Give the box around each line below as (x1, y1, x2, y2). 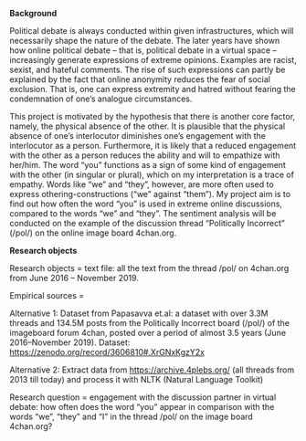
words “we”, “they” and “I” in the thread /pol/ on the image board (9, 411, 253, 422)
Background (9, 8, 58, 18)
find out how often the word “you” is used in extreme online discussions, (9, 198, 283, 209)
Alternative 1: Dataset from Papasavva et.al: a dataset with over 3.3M (9, 308, 269, 319)
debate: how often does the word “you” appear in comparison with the (9, 402, 275, 412)
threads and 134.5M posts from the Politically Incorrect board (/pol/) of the (9, 318, 290, 328)
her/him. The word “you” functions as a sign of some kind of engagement (9, 160, 286, 170)
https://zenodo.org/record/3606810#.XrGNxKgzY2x (9, 347, 206, 357)
